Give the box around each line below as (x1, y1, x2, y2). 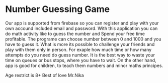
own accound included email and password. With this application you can (5, 25, 158, 31)
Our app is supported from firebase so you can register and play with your (5, 20, 159, 26)
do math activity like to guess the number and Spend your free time (5, 30, 145, 36)
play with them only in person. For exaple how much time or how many (5, 46, 152, 52)
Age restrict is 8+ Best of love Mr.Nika (5, 72, 84, 78)
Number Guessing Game (5, 3, 110, 15)
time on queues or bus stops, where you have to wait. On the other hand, (5, 57, 157, 63)
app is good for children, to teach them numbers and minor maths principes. (5, 62, 163, 68)
